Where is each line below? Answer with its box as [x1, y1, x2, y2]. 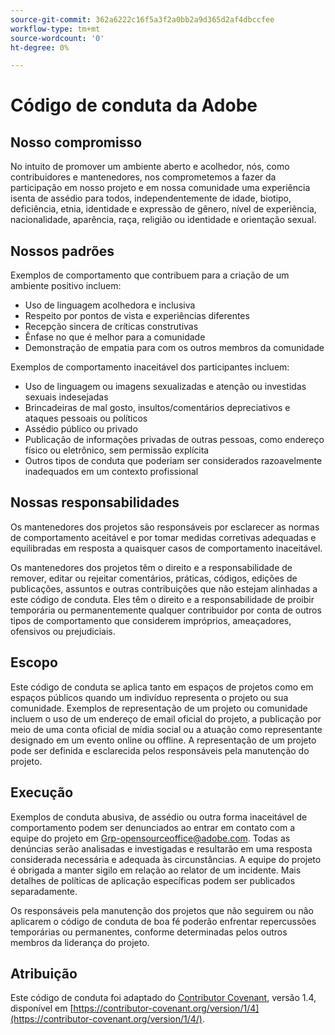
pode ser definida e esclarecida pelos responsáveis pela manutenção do [10, 744, 310, 756]
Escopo [10, 654, 58, 671]
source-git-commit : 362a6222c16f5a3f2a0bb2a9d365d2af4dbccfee [10, 14, 275, 25]
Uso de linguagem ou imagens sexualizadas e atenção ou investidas [24, 381, 307, 393]
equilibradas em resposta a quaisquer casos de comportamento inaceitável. [10, 542, 323, 554]
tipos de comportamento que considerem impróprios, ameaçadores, [10, 614, 292, 626]
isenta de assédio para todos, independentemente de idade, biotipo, [10, 192, 292, 205]
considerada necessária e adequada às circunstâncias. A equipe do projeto [10, 853, 322, 865]
